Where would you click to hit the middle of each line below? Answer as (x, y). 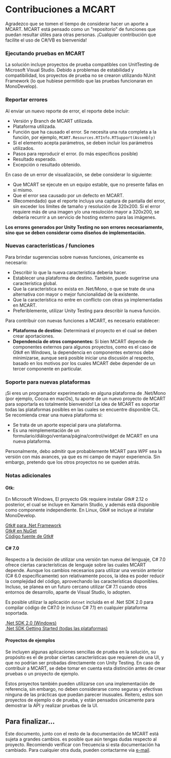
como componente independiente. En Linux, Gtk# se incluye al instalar (80, 510)
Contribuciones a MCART (61, 10)
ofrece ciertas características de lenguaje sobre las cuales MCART (76, 565)
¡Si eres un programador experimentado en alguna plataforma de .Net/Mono (86, 393)
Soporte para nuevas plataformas (48, 382)
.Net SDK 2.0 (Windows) (31, 623)
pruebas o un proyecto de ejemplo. (42, 673)
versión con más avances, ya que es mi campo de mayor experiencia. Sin (83, 457)
